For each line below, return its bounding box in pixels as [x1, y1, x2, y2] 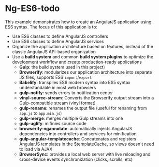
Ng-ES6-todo [5, 3, 60, 14]
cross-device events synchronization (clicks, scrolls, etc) [19, 156, 133, 162]
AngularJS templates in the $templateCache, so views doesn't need [19, 141, 155, 147]
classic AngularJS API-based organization [12, 49, 96, 55]
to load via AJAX [19, 146, 53, 152]
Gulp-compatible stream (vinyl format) [19, 100, 96, 106]
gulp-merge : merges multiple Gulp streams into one [19, 115, 123, 121]
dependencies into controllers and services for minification [19, 131, 137, 137]
